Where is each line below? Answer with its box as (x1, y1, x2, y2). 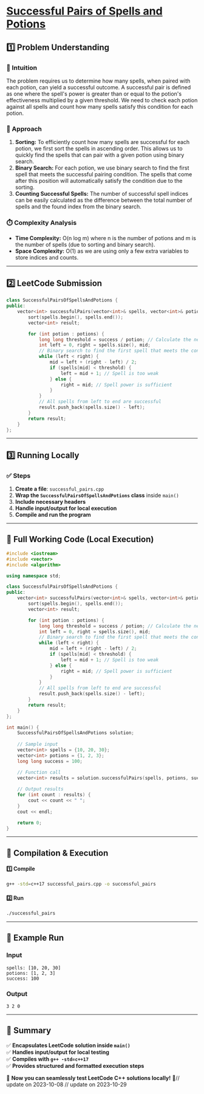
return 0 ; (17, 819, 42, 826)
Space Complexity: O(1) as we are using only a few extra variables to (15, 247, 189, 255)
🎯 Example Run (6, 933, 64, 943)
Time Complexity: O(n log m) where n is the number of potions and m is (15, 235, 196, 242)
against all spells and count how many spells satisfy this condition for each (6, 103, 194, 110)
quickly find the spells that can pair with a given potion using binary (15, 151, 185, 159)
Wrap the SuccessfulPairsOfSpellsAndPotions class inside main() (15, 492, 179, 499)
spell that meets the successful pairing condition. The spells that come (15, 171, 192, 178)
